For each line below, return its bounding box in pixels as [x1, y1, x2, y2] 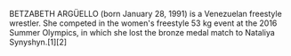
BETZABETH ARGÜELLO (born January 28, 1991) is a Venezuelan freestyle [9, 9, 282, 19]
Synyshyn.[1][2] [9, 36, 68, 47]
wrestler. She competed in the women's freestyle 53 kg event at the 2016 [9, 18, 278, 28]
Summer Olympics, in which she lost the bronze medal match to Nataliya [9, 28, 276, 37]
